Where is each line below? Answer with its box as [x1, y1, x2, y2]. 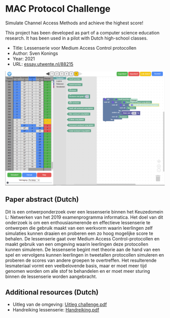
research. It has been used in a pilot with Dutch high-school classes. [5, 35, 148, 41]
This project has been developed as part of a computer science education [5, 29, 160, 36]
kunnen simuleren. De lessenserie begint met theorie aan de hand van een [5, 246, 160, 253]
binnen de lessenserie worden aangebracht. [5, 273, 97, 279]
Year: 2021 [12, 55, 35, 61]
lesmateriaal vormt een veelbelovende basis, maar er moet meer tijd [5, 262, 147, 269]
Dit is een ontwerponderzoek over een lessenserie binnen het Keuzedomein [5, 208, 163, 215]
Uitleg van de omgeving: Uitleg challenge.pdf [12, 301, 107, 307]
